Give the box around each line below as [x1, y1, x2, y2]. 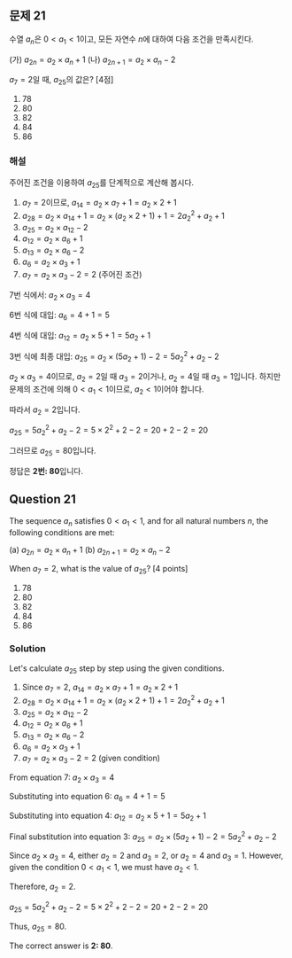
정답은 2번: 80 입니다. [9, 466, 84, 477]
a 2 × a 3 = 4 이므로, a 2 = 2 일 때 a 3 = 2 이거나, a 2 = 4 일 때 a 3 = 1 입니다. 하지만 [9, 371, 281, 384]
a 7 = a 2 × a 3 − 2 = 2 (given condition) [21, 752, 161, 765]
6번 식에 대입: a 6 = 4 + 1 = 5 [9, 309, 111, 323]
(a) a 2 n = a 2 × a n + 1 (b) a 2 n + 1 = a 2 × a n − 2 [9, 544, 171, 557]
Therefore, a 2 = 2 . [9, 881, 76, 893]
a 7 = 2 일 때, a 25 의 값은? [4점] [9, 74, 114, 87]
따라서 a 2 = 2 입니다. [9, 404, 81, 417]
